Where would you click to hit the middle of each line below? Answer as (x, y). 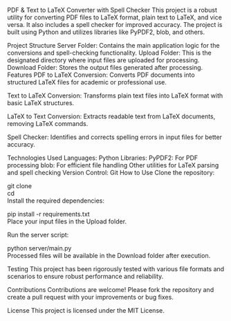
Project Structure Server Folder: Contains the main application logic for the (113, 45)
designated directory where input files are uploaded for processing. (103, 60)
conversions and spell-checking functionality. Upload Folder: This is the (110, 53)
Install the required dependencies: (56, 201)
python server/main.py (39, 248)
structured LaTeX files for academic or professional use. (87, 82)
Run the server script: (38, 235)
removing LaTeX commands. (48, 123)
